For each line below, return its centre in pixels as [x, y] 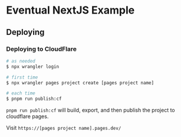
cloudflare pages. [27, 116]
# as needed [21, 61]
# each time [21, 93]
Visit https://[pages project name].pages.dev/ [64, 128]
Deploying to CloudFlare [42, 49]
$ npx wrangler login [33, 66]
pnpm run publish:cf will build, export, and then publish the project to [90, 110]
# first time [22, 77]
